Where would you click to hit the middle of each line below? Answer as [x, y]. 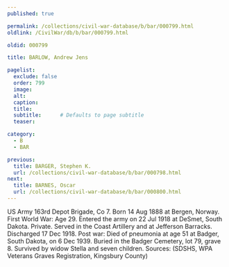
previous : [22, 160]
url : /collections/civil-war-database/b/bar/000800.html [97, 192]
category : [22, 135]
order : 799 [29, 83]
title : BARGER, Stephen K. [52, 166]
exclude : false [35, 77]
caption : [26, 102]
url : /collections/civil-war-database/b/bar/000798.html [97, 173]
